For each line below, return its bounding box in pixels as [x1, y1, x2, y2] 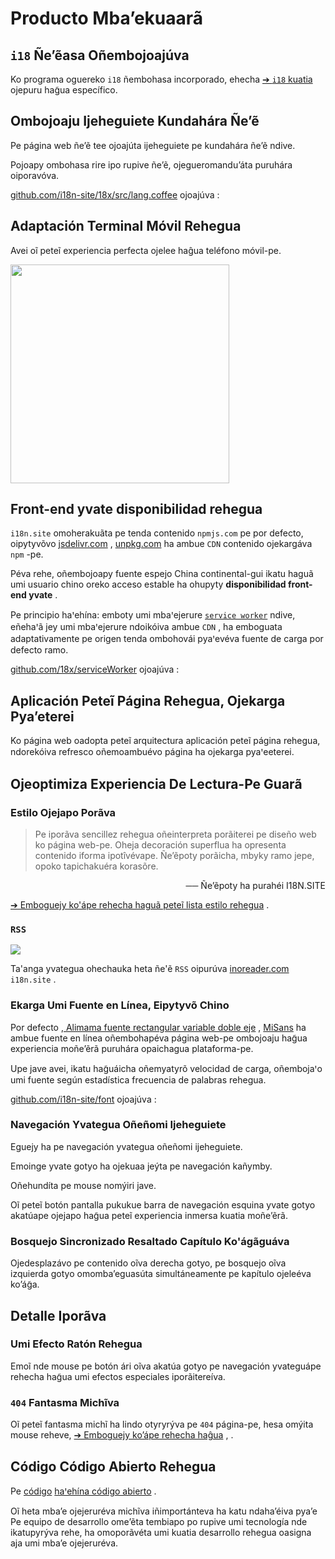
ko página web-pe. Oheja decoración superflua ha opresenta [34, 838, 287, 851]
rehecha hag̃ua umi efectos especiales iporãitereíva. [10, 1370, 226, 1382]
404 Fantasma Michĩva [10, 1395, 120, 1409]
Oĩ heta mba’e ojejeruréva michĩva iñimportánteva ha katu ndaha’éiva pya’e [10, 1505, 318, 1517]
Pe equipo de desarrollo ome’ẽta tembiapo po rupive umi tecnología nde [10, 1515, 308, 1527]
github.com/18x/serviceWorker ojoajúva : [10, 663, 180, 676]
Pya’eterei [10, 708, 75, 725]
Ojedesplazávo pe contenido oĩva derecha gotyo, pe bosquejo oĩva [10, 1257, 287, 1269]
